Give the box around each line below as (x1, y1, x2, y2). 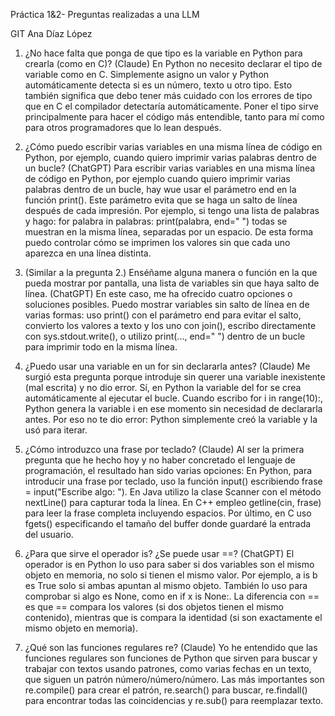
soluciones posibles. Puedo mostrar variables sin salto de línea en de (24, 299, 310, 310)
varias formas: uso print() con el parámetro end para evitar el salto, (24, 309, 302, 321)
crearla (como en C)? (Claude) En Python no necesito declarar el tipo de (24, 58, 323, 69)
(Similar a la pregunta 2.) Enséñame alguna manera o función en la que (24, 267, 318, 278)
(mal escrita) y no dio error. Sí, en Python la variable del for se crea (24, 382, 302, 393)
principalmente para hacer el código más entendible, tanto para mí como (24, 111, 325, 123)
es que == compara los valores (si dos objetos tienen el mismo (24, 601, 284, 613)
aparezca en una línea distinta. (24, 247, 152, 259)
